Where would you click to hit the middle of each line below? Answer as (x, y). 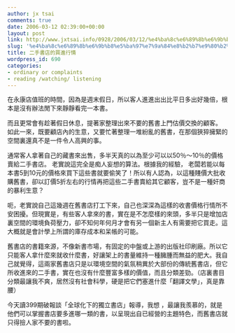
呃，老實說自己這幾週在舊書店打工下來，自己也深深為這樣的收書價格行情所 (114, 205)
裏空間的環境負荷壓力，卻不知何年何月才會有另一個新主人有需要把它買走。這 (117, 223)
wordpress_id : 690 (34, 59)
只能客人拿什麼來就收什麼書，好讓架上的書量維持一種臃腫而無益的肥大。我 (114, 255)
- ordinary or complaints (45, 72)
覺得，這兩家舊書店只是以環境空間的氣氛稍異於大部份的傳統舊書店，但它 (123, 264)
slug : (15, 46)
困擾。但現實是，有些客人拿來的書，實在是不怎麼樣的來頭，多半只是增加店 (120, 214)
